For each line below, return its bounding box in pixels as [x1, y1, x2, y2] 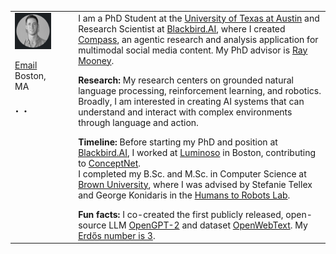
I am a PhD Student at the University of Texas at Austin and [78, 12, 320, 24]
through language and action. [78, 116, 199, 128]
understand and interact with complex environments [78, 106, 293, 118]
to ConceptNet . [78, 157, 142, 169]
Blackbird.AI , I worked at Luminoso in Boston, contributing [78, 146, 316, 158]
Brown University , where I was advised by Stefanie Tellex [78, 178, 313, 190]
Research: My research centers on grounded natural [78, 74, 294, 86]
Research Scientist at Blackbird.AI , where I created [78, 22, 286, 35]
